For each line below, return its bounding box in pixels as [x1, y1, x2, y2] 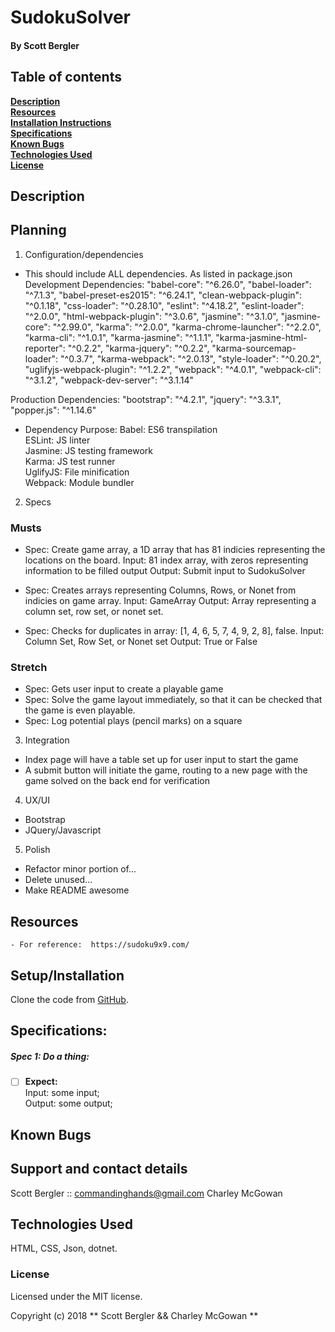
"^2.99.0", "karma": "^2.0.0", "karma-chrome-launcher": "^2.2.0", [52, 321, 322, 333]
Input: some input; [24, 1087, 100, 1099]
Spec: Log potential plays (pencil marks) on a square [24, 715, 243, 727]
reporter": [24, 342, 66, 354]
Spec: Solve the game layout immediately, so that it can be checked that [24, 694, 323, 706]
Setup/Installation [10, 967, 125, 984]
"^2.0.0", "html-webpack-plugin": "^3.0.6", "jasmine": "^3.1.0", [24, 310, 279, 322]
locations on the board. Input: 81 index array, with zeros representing [24, 554, 309, 566]
